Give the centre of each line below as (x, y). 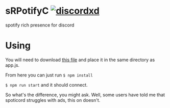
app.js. (12, 65)
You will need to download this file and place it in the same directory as (80, 60)
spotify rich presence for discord (40, 25)
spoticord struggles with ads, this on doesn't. (53, 100)
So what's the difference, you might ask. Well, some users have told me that (85, 95)
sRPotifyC (27, 11)
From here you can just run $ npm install (49, 75)
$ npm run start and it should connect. (46, 85)
